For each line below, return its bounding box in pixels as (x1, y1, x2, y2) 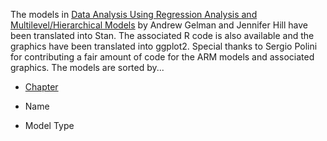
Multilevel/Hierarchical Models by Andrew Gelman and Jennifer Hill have (10, 19, 308, 31)
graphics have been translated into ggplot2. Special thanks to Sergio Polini (10, 40, 318, 52)
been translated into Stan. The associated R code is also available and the (10, 30, 315, 41)
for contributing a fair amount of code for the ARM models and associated (10, 51, 315, 63)
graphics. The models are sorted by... (10, 62, 165, 73)
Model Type (24, 120, 75, 131)
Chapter (24, 81, 59, 93)
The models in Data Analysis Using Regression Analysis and (10, 9, 258, 20)
